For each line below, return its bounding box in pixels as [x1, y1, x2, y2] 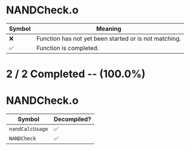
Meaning [96, 25, 122, 33]
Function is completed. [36, 44, 99, 52]
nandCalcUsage [9, 126, 49, 132]
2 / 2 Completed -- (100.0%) [6, 68, 146, 81]
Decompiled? [53, 115, 92, 123]
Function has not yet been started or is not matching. [36, 34, 181, 43]
